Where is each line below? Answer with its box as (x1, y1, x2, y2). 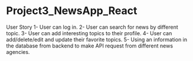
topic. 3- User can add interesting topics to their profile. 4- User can (6, 29, 172, 36)
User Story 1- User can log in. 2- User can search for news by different (6, 23, 178, 30)
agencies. (6, 48, 30, 55)
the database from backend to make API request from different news (6, 42, 173, 49)
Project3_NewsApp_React (6, 4, 138, 18)
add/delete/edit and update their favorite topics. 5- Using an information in (6, 36, 188, 43)
